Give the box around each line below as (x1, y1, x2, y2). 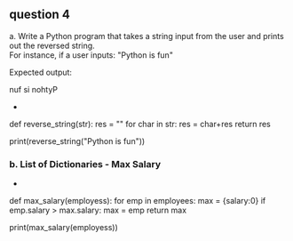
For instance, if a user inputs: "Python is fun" (9, 49, 173, 60)
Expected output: (9, 67, 73, 77)
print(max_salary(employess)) (9, 222, 118, 233)
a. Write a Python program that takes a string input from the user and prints (9, 30, 284, 41)
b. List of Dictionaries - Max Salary (9, 157, 162, 170)
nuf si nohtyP (9, 84, 59, 94)
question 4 (9, 7, 71, 22)
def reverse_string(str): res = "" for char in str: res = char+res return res (9, 118, 271, 129)
